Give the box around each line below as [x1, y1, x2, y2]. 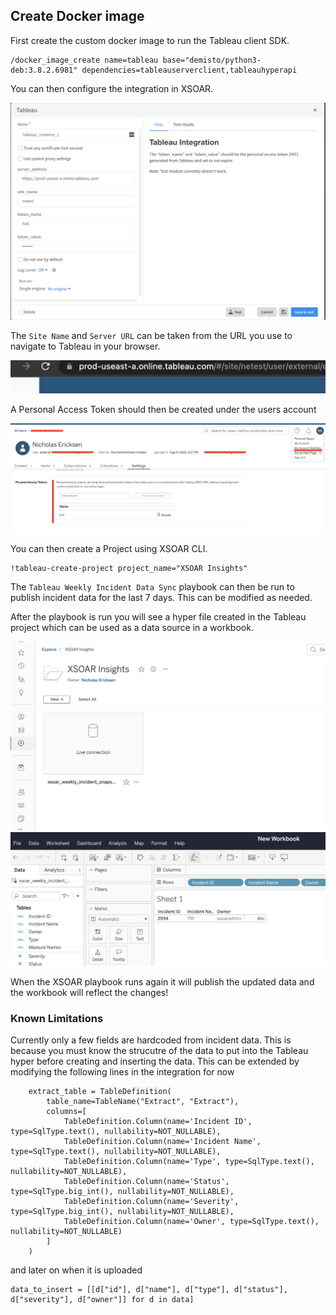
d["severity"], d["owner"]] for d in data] [10, 1295, 195, 1305]
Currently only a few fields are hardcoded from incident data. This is [10, 1034, 292, 1046]
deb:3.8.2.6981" [10, 65, 78, 75]
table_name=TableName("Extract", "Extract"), [46, 1097, 240, 1107]
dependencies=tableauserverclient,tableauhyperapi [81, 65, 298, 75]
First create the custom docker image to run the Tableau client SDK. [10, 34, 290, 46]
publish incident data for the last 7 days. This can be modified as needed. [10, 592, 313, 604]
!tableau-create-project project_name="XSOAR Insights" [10, 564, 248, 574]
